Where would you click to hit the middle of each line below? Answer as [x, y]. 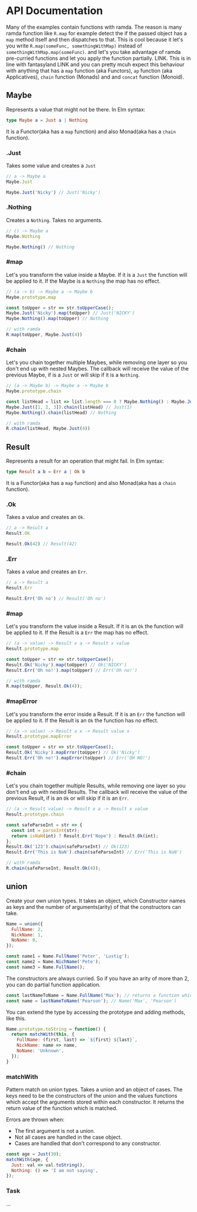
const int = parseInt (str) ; [46, 830]
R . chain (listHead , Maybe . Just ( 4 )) [48, 429]
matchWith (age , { [27, 1159]
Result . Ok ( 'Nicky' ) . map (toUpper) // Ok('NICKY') [67, 665]
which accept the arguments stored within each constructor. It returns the [95, 1102]
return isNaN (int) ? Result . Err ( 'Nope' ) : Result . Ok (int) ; [85, 836]
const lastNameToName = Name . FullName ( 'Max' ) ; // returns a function [93, 995]
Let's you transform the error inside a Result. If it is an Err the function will [96, 714]
